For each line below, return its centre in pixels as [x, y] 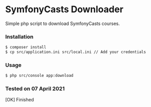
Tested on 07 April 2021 [35, 89]
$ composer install [26, 47]
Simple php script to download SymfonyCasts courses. [63, 23]
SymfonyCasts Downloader [64, 9]
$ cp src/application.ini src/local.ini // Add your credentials [75, 52]
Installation [20, 37]
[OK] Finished [20, 100]
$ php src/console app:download [39, 76]
